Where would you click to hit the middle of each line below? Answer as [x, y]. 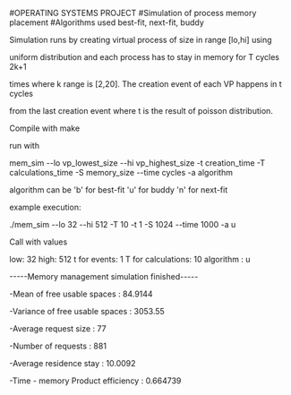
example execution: [45, 207]
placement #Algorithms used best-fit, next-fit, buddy [107, 22]
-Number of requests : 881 [58, 346]
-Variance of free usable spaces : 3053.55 [87, 311]
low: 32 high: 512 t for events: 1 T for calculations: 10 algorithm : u [130, 259]
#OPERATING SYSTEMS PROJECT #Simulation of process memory [133, 13]
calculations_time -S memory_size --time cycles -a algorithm [121, 172]
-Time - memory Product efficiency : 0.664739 [95, 381]
